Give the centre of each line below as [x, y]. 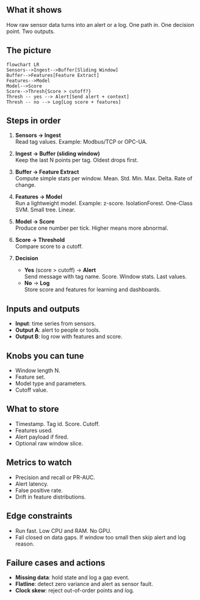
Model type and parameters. [51, 384]
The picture [29, 50]
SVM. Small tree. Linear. [45, 210]
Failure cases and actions [56, 562]
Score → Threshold [40, 240]
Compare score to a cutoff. [49, 246]
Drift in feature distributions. [51, 497]
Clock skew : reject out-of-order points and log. [75, 591]
